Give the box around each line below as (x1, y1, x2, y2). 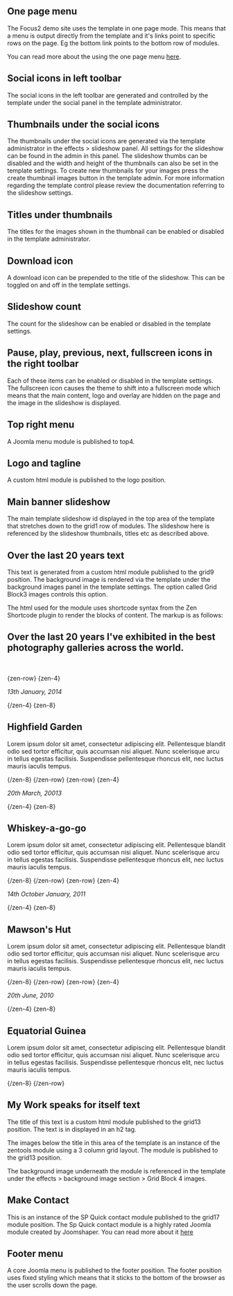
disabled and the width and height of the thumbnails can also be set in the (7, 159, 218, 168)
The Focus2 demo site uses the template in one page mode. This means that (7, 24, 227, 32)
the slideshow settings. (7, 189, 74, 197)
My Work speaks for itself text (7, 1099, 141, 1111)
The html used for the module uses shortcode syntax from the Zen (7, 603, 198, 612)
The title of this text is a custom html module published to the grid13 (7, 1117, 201, 1126)
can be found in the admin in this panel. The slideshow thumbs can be (7, 152, 208, 160)
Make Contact (7, 1194, 69, 1206)
